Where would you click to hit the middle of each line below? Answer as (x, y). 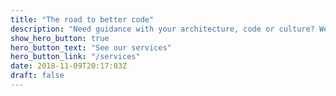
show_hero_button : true (60, 38)
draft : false (37, 76)
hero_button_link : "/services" (75, 57)
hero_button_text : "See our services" (91, 47)
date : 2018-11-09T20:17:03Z (69, 66)
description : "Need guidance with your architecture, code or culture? (162, 29)
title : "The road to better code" (82, 19)
